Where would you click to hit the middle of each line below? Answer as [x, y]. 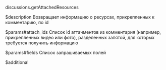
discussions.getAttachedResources [42, 7]
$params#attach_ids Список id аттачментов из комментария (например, [83, 32]
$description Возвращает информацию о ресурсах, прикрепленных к [80, 17]
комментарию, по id [27, 22]
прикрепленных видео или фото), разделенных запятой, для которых [80, 38]
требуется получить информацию [42, 43]
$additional [17, 62]
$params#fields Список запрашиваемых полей [56, 53]
